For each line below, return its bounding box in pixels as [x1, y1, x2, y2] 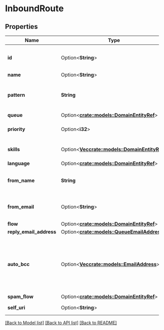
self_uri [7, 304, 25, 311]
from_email [7, 203, 34, 210]
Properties [5, 22, 38, 31]
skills [7, 146, 20, 153]
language [7, 160, 30, 167]
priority [7, 126, 25, 132]
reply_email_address [7, 228, 57, 235]
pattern [7, 91, 25, 98]
